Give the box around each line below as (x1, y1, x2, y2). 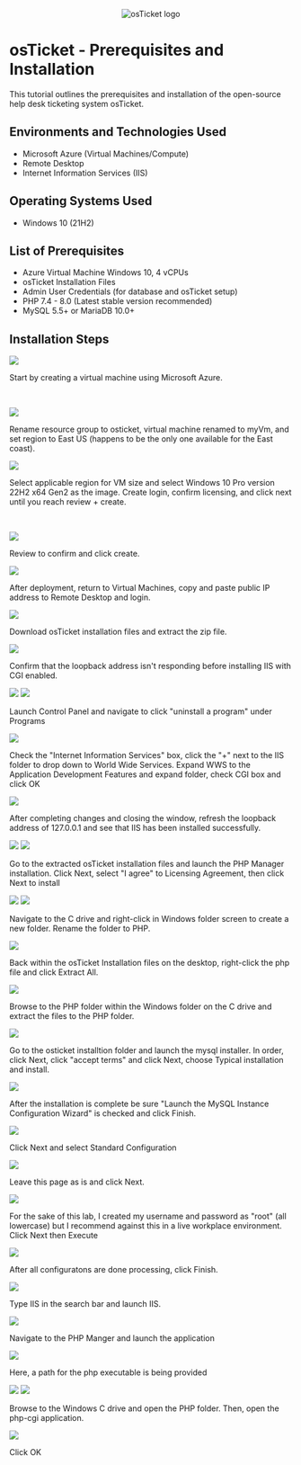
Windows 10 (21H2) (22, 217, 94, 228)
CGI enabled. (9, 670, 58, 681)
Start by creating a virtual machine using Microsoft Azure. (9, 372, 223, 383)
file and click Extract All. (9, 967, 99, 978)
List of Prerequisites (9, 243, 125, 258)
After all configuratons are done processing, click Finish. (9, 1264, 218, 1275)
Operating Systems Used (9, 193, 153, 209)
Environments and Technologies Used (9, 124, 227, 139)
